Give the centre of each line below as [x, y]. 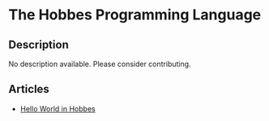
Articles [29, 89]
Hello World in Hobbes [58, 108]
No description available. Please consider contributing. [100, 64]
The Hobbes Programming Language [135, 15]
